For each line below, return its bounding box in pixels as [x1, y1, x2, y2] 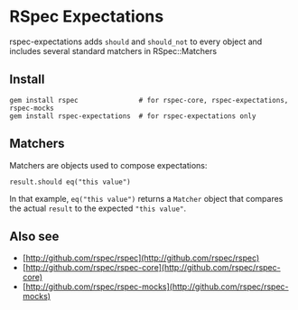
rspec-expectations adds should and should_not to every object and [9, 36, 263, 47]
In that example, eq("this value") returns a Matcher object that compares [9, 193, 284, 204]
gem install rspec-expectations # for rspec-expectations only [9, 111, 256, 121]
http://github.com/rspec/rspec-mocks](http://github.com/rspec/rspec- [25, 281, 289, 292]
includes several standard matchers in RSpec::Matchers [9, 45, 218, 56]
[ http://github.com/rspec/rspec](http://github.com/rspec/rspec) [22, 252, 260, 263]
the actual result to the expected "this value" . [9, 203, 187, 214]
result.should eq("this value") [9, 178, 131, 187]
